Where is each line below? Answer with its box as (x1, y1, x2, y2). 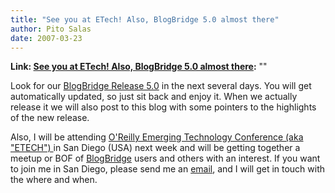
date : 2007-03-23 (10, 33, 83, 43)
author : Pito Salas (10, 24, 92, 34)
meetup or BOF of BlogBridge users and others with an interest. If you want (10, 152, 321, 165)
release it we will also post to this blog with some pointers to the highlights (10, 101, 317, 113)
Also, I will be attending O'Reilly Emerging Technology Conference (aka (10, 131, 304, 143)
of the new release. (10, 112, 90, 124)
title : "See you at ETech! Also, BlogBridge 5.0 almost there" (10, 14, 280, 25)
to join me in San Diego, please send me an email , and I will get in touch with (10, 163, 326, 175)
